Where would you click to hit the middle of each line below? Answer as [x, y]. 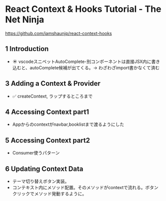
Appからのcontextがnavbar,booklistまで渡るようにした [68, 124]
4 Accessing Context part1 [47, 112]
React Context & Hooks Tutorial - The [83, 9]
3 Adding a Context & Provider [53, 83]
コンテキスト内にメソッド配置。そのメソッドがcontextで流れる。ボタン [85, 187]
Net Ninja [25, 20]
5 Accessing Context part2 [48, 140]
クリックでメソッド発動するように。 [49, 194]
